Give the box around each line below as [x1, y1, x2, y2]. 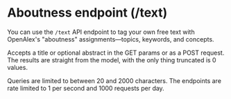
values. [7, 63, 28, 71]
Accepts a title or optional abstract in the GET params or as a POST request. [7, 48, 225, 57]
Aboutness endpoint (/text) [7, 5, 168, 21]
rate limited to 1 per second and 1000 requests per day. [7, 84, 164, 92]
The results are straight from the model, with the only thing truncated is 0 [7, 55, 216, 64]
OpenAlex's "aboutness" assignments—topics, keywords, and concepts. [7, 35, 214, 43]
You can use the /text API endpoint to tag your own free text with [7, 28, 196, 36]
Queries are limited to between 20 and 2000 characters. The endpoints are [7, 76, 222, 84]
